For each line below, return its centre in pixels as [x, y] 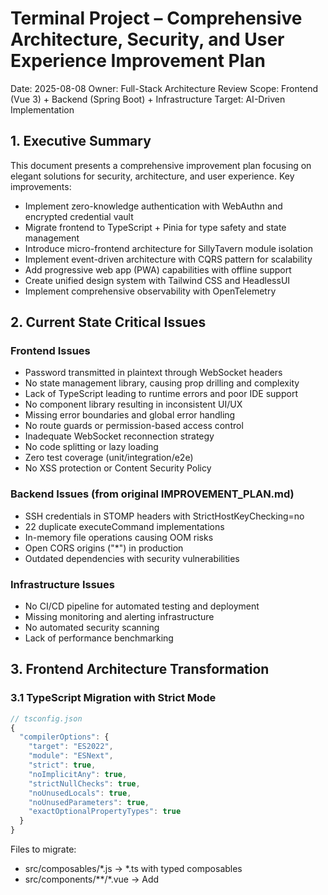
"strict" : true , [62, 765]
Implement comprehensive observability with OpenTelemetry [150, 291]
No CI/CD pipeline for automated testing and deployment [142, 606]
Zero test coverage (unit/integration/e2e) [109, 458]
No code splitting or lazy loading [91, 447]
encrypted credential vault [79, 216]
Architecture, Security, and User [147, 39]
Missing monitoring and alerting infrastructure [119, 617]
